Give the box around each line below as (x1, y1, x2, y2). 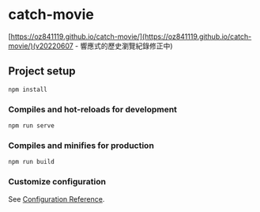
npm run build (8, 158, 55, 166)
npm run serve (8, 122, 55, 130)
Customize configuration (8, 176, 107, 187)
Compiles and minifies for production (8, 140, 154, 151)
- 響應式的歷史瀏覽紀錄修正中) (74, 41, 173, 51)
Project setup (8, 65, 77, 78)
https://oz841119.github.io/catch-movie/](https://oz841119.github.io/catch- (10, 32, 252, 41)
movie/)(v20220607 (8, 41, 73, 51)
